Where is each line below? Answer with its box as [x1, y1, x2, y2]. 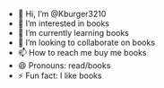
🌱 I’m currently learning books [17, 28, 130, 38]
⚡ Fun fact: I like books [17, 70, 102, 81]
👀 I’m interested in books [17, 18, 110, 29]
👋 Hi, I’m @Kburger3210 [17, 9, 107, 19]
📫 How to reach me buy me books [17, 48, 147, 57]
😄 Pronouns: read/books [17, 60, 111, 71]
